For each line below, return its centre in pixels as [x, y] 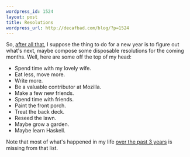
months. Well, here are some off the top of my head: [69, 57]
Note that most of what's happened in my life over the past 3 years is [89, 142]
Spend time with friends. [44, 100]
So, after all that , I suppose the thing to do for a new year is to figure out [93, 45]
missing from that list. [32, 148]
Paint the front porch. [40, 105]
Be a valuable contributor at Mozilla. [58, 87]
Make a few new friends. [44, 93]
